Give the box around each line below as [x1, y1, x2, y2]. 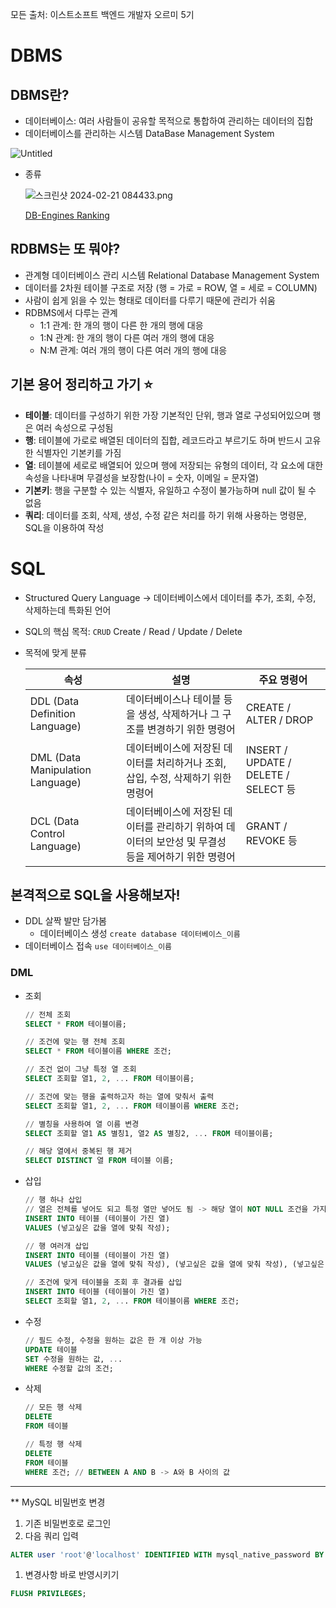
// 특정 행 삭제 [24, 1439, 83, 1450]
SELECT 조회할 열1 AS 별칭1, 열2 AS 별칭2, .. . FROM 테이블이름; [24, 1128, 274, 1138]
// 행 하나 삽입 [24, 1195, 83, 1205]
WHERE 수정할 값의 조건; [24, 1363, 114, 1373]
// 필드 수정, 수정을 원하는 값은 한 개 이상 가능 [24, 1335, 203, 1345]
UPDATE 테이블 [24, 1344, 78, 1355]
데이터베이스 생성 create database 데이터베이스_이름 [39, 928, 241, 940]
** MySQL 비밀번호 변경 [10, 1496, 106, 1508]
